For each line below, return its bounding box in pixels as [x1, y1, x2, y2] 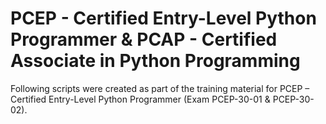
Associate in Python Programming [10, 50, 301, 72]
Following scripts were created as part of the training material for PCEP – [10, 82, 310, 94]
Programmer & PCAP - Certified [10, 28, 278, 51]
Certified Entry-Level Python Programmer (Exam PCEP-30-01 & [10, 93, 271, 105]
